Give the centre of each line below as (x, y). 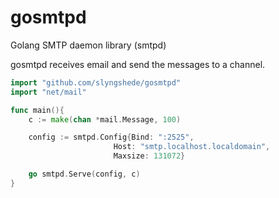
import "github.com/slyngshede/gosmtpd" (96, 82)
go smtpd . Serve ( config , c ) (84, 174)
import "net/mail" (48, 92)
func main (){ (37, 110)
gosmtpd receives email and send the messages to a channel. (138, 64)
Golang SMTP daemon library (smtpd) (88, 45)
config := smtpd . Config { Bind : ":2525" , (111, 137)
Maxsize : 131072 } (149, 156)
